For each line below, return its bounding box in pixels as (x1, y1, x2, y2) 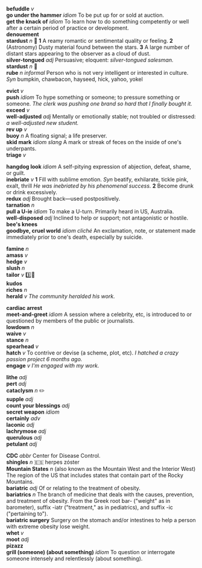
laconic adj (6, 421, 34, 428)
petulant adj (6, 440, 37, 447)
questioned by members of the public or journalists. (6, 317, 134, 324)
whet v (6, 529, 24, 536)
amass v (6, 251, 28, 259)
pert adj (6, 380, 27, 387)
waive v (6, 330, 27, 337)
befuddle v (6, 5, 34, 12)
